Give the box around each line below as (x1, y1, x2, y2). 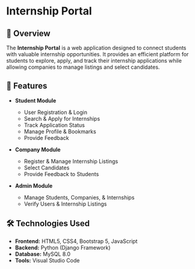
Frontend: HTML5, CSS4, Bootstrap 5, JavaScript (14, 237, 138, 245)
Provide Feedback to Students (23, 170, 99, 177)
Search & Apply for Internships (23, 115, 101, 122)
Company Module (14, 146, 61, 153)
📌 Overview (6, 28, 51, 39)
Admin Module (14, 182, 53, 189)
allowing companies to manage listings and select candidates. (6, 63, 160, 71)
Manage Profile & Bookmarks (23, 128, 96, 135)
